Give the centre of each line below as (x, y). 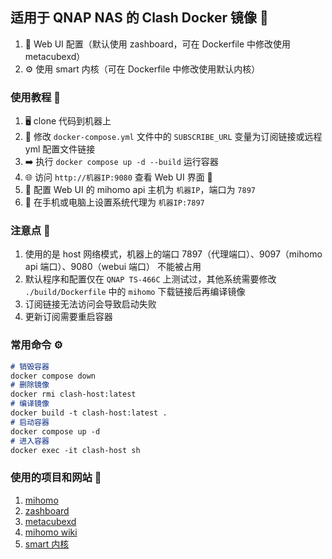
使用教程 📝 (36, 97)
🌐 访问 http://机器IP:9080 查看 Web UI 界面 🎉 (118, 177)
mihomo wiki (51, 532)
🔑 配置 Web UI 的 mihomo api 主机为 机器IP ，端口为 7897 (140, 190)
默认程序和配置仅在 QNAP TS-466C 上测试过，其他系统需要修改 (150, 279)
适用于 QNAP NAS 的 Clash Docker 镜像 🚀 (139, 18)
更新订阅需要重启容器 (68, 317)
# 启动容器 (30, 422)
